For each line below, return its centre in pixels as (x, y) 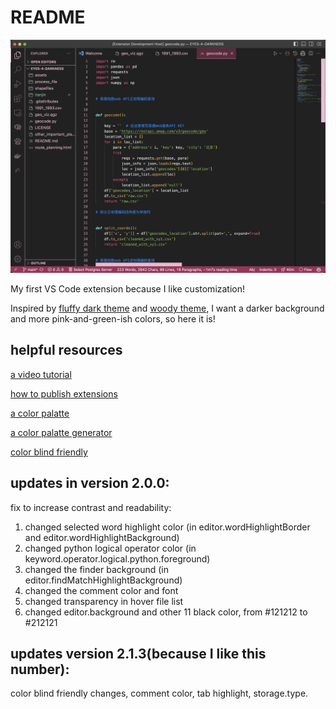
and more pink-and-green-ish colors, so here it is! (113, 319)
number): (40, 669)
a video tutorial (41, 374)
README (48, 17)
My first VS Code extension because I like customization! (128, 289)
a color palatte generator (61, 432)
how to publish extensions (64, 393)
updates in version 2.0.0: (90, 483)
